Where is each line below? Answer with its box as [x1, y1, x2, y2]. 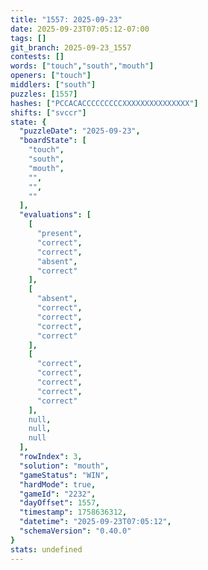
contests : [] [10, 52, 65, 62]
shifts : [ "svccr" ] [10, 107, 87, 118]
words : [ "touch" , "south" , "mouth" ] [10, 61, 155, 71]
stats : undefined [10, 544, 83, 555]
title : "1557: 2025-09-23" [10, 14, 123, 25]
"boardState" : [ [19, 136, 87, 146]
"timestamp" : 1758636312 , [19, 507, 128, 518]
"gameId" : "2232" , [19, 489, 97, 499]
